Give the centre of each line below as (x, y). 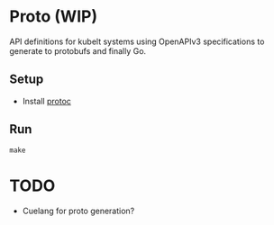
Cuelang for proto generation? (78, 211)
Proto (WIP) (53, 17)
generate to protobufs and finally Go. (78, 50)
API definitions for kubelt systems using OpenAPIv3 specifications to (137, 41)
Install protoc (47, 101)
